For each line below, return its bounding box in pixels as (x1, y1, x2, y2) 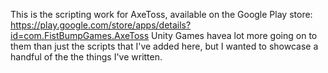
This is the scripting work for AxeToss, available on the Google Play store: (10, 9, 313, 20)
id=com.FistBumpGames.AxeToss (10, 30, 150, 41)
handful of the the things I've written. (10, 51, 163, 63)
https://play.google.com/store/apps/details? (10, 19, 192, 31)
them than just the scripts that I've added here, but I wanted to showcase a (10, 40, 319, 52)
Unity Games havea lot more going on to (151, 30, 318, 41)
